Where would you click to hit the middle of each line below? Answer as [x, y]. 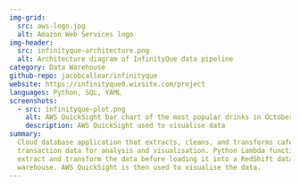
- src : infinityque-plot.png [71, 109]
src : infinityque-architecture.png [83, 51]
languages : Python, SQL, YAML [66, 92]
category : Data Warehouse [57, 68]
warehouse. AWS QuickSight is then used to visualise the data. [139, 167]
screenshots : [33, 101]
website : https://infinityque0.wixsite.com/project [107, 84]
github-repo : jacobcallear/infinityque [83, 76]
